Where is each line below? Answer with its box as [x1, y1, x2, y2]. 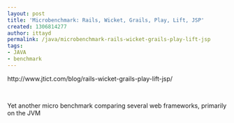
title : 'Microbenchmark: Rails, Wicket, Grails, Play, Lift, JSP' [7, 17, 205, 24]
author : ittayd [7, 29, 52, 37]
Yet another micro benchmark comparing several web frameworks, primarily [7, 101, 227, 110]
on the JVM [7, 108, 41, 117]
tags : [7, 42, 23, 49]
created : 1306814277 [7, 23, 68, 30]
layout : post [7, 10, 45, 17]
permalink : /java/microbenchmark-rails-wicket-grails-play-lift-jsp [7, 36, 211, 43]
